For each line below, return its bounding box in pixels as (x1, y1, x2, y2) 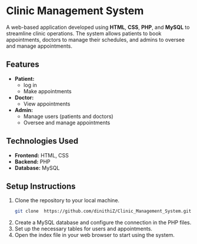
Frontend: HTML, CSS (14, 151, 69, 159)
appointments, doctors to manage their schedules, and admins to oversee (6, 36, 185, 43)
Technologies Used (6, 136, 78, 146)
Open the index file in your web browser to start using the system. (14, 232, 175, 239)
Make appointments (23, 87, 72, 95)
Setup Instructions (6, 181, 76, 191)
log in (23, 81, 37, 88)
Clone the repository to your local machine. (14, 197, 119, 204)
